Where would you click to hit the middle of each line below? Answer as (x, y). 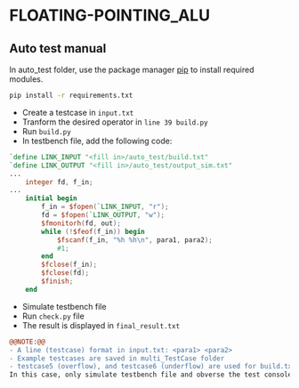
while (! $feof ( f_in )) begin (93, 231)
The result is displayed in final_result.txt (101, 325)
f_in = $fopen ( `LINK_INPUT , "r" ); (105, 207)
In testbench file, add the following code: (97, 141)
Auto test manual (58, 48)
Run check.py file (53, 316)
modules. (26, 79)
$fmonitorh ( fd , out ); (81, 223)
